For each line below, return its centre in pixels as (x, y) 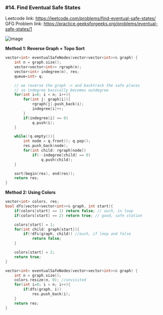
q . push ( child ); (57, 160)
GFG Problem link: (24, 24)
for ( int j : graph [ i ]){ (47, 99)
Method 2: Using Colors (31, 193)
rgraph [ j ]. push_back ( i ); (58, 104)
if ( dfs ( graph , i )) (42, 289)
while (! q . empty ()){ (35, 136)
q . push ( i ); (43, 123)
